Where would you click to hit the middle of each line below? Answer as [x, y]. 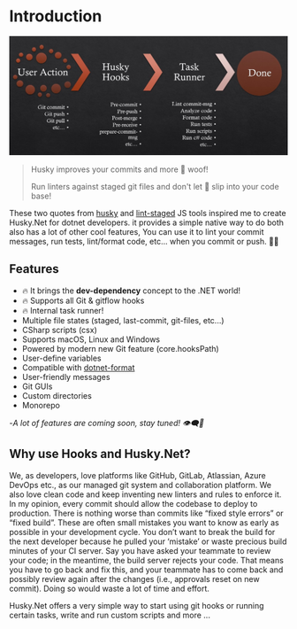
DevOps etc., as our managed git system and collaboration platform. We [141, 485]
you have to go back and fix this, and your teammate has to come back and [146, 570]
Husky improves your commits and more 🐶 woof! [120, 169]
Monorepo [41, 405]
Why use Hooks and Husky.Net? [100, 454]
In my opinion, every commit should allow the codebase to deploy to [133, 503]
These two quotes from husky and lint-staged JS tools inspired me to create [148, 214]
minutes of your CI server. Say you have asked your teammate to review [140, 550]
